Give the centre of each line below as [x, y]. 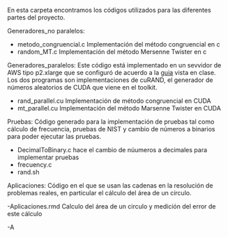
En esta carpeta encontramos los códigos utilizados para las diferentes [109, 10]
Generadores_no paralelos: [46, 31]
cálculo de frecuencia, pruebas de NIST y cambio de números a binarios [111, 129]
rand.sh [28, 172]
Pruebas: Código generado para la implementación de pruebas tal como [111, 122]
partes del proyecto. [36, 17]
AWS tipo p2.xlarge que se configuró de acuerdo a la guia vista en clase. [112, 73]
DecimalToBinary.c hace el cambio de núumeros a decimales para [112, 150]
